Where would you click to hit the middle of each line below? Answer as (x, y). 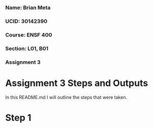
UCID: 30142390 (26, 21)
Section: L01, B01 (27, 48)
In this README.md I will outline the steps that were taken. (66, 97)
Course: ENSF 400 (29, 35)
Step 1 (18, 118)
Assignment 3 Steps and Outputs (77, 83)
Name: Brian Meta (28, 8)
